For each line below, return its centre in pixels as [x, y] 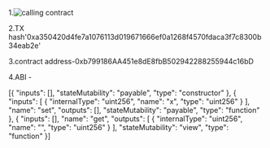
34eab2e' [25, 46]
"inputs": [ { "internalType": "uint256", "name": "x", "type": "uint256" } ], [129, 101]
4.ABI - [20, 77]
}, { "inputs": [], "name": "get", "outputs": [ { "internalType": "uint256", [126, 119]
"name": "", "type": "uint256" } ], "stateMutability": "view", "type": [119, 127]
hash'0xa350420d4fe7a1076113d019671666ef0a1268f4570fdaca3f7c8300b [135, 37]
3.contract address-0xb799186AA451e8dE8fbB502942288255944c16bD [131, 61]
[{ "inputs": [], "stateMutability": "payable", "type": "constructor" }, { [123, 93]
